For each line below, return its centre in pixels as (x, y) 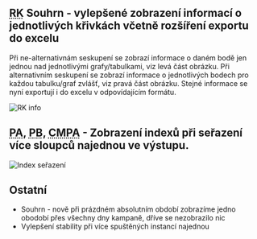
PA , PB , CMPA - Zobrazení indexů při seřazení (126, 133)
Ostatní (28, 190)
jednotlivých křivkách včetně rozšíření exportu (129, 26)
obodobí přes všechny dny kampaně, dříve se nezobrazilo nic (123, 218)
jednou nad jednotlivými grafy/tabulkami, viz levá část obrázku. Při (120, 66)
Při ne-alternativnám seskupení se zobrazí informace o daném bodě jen (128, 58)
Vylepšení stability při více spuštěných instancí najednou (115, 227)
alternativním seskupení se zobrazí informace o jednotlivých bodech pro (129, 75)
